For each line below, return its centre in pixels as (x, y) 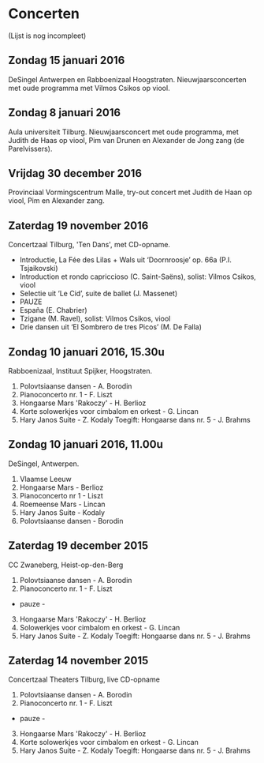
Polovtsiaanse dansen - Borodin (71, 521)
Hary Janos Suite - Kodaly (62, 512)
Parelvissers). (30, 148)
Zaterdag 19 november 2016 (78, 226)
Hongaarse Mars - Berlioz (61, 487)
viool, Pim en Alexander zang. (56, 201)
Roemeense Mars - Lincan (62, 504)
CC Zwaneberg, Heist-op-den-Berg (66, 565)
